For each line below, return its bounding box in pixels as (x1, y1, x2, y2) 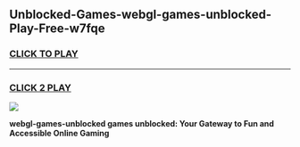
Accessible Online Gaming (9, 127, 110, 138)
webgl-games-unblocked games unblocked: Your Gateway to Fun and (9, 118, 275, 128)
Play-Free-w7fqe (9, 21, 105, 37)
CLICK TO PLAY (9, 48, 79, 61)
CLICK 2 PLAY (9, 81, 71, 94)
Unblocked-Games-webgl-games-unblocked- (9, 7, 272, 22)
